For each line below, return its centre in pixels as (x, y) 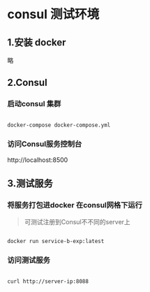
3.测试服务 (30, 183)
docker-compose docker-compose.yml (59, 125)
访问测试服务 (29, 261)
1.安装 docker (37, 42)
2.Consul (27, 83)
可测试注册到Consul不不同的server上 (77, 221)
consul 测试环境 (53, 14)
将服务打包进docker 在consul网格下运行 (75, 205)
